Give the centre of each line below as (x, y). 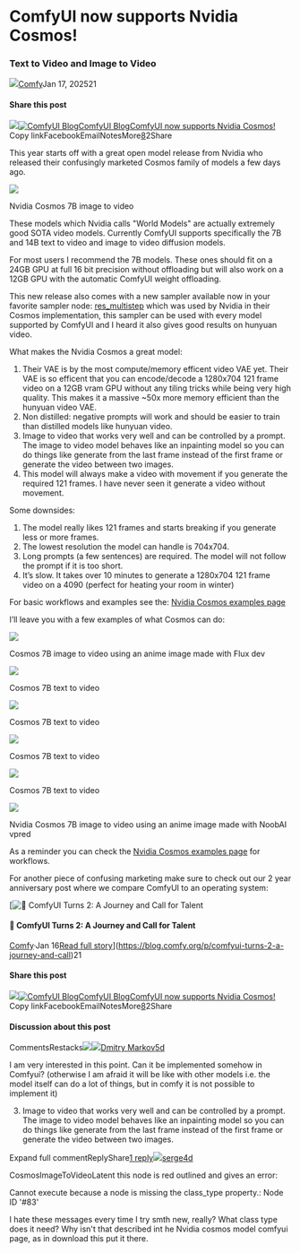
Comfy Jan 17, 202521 (57, 84)
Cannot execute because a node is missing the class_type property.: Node (146, 1193)
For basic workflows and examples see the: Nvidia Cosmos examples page (148, 601)
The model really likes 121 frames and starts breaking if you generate (149, 527)
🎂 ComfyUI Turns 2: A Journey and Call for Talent (103, 926)
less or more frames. (60, 537)
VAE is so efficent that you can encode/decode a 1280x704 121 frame (150, 378)
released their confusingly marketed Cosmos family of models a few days (145, 162)
